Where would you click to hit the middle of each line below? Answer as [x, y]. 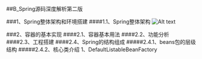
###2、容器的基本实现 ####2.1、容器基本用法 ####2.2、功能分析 [88, 34]
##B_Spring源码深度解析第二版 [45, 9]
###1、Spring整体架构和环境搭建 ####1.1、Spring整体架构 [78, 22]
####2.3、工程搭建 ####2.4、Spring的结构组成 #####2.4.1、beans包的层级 [101, 42]
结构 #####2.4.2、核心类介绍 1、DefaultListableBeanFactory [82, 49]
